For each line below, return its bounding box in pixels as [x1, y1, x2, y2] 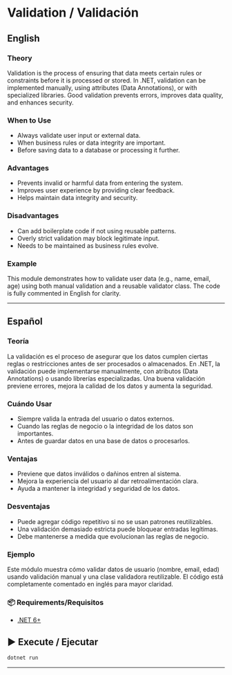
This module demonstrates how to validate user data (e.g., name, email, [7, 275, 211, 283]
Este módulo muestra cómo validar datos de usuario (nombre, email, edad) [7, 565, 220, 573]
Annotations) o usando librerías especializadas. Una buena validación [7, 374, 205, 382]
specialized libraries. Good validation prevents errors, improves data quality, [7, 91, 224, 99]
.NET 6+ [17, 616, 41, 624]
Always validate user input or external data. [17, 132, 141, 140]
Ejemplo [7, 549, 35, 559]
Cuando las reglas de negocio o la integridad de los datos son [17, 422, 193, 431]
